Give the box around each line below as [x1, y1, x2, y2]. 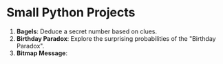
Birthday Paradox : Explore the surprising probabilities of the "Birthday [16, 34, 216, 42]
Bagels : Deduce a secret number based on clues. [16, 27, 158, 35]
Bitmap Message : [16, 49, 68, 57]
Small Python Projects [6, 5, 136, 20]
